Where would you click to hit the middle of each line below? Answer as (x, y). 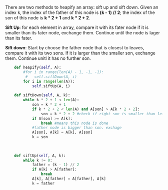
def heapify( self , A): (38, 67)
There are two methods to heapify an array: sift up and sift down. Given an (82, 7)
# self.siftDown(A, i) (51, 77)
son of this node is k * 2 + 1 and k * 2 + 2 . (48, 18)
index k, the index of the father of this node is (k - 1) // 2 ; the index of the (80, 12)
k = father (43, 183)
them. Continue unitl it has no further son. (48, 58)
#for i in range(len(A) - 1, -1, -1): (63, 72)
